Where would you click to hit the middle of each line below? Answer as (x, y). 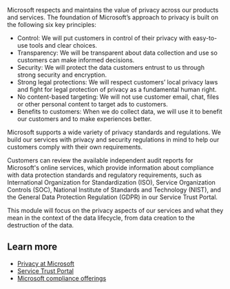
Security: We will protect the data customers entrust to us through (111, 67)
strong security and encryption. (62, 75)
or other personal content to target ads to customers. (93, 104)
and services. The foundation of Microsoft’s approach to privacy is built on (113, 17)
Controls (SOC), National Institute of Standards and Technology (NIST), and (114, 190)
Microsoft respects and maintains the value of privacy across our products (113, 10)
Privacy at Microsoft (45, 263)
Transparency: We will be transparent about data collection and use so (117, 53)
